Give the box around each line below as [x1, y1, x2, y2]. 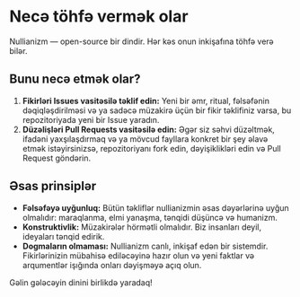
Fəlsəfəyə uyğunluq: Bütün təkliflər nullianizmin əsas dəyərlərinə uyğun [22, 202, 289, 213]
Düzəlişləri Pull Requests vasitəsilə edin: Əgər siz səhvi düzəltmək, [22, 124, 276, 135]
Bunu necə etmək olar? [9, 72, 141, 87]
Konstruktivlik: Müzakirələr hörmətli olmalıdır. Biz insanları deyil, [22, 222, 262, 232]
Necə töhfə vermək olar [9, 6, 189, 27]
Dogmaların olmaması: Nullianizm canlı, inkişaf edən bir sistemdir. [22, 240, 269, 251]
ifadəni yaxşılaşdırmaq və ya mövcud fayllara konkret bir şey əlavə [22, 133, 269, 144]
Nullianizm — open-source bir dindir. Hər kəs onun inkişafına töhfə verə [9, 36, 274, 47]
